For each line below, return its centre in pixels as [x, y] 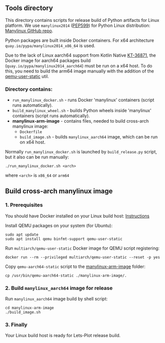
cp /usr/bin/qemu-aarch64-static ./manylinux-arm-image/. [66, 275]
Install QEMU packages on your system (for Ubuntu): [59, 225]
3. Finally [16, 325]
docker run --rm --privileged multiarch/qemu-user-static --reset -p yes [83, 257]
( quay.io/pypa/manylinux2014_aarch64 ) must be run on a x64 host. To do [79, 66]
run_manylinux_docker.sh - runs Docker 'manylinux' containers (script [83, 100]
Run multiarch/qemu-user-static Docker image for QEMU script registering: [82, 248]
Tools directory [29, 8]
